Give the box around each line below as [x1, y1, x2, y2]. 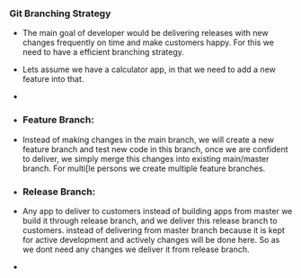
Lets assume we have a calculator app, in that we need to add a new [22, 64, 276, 75]
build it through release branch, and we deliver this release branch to [22, 215, 278, 226]
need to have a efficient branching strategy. [22, 47, 184, 58]
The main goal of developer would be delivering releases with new [22, 28, 269, 39]
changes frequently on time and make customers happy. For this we [22, 37, 274, 48]
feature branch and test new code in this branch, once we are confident [22, 143, 288, 155]
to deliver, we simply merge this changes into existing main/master [22, 153, 270, 164]
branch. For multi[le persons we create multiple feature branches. [22, 163, 266, 174]
